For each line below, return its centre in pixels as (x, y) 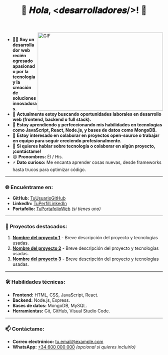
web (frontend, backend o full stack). (52, 119)
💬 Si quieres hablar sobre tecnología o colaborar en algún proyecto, (84, 146)
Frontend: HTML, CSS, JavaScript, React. (55, 295)
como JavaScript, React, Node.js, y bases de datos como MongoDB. (84, 130)
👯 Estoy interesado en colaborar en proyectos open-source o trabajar (86, 135)
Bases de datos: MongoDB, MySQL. (50, 305)
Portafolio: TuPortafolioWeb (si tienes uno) (56, 209)
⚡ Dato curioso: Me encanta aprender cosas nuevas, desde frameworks (87, 162)
